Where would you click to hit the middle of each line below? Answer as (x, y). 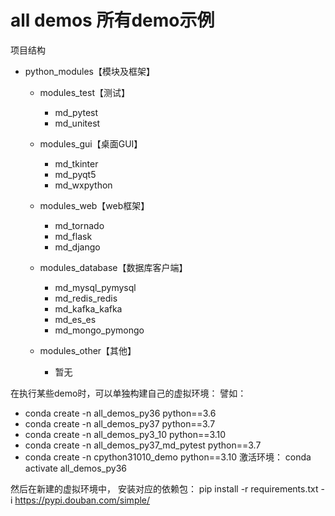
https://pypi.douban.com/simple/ (82, 500)
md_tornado (79, 225)
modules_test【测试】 (85, 92)
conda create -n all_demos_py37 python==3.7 (120, 423)
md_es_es (75, 319)
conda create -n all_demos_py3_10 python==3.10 (125, 434)
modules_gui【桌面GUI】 (91, 143)
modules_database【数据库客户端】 (113, 267)
